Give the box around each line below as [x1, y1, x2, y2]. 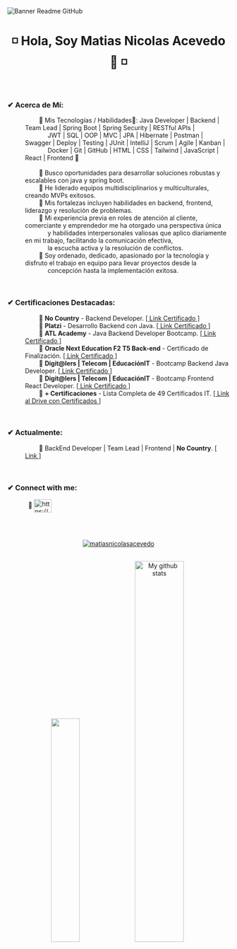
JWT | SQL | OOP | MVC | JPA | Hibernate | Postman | [47, 131, 203, 140]
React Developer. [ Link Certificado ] [25, 381, 130, 390]
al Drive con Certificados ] [25, 396, 102, 405]
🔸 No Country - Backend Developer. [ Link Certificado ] [38, 314, 200, 322]
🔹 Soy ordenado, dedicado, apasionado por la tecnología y [38, 251, 209, 260]
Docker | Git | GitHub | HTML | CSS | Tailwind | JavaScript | [47, 146, 219, 155]
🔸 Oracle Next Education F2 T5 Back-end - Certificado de [38, 344, 209, 352]
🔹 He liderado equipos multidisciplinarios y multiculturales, [38, 184, 209, 192]
